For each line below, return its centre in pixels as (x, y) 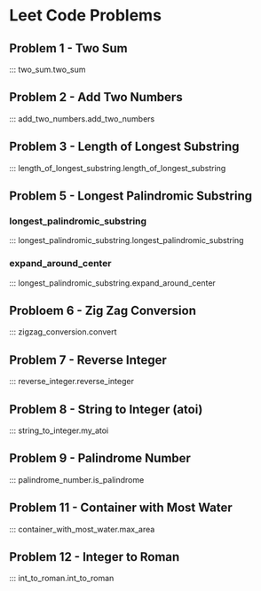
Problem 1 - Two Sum (69, 48)
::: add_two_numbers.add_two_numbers (82, 118)
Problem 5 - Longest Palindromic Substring (131, 196)
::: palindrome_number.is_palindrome (77, 479)
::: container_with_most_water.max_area (82, 529)
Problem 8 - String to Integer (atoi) (106, 409)
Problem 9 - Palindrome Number (100, 458)
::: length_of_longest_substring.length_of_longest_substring (118, 168)
